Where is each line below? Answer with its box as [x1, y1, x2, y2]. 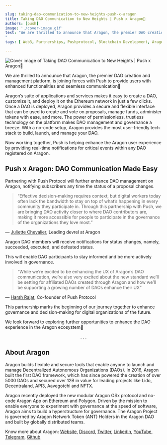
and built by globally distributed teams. [5, 419, 85, 425]
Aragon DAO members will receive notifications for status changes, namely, [5, 238, 160, 244]
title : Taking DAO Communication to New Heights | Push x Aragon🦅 [5, 16, 146, 21]
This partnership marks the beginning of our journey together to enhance [5, 304, 155, 310]
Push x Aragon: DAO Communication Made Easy [5, 165, 158, 173]
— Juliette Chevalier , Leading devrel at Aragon [5, 229, 100, 235]
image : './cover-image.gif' [5, 25, 64, 30]
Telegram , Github [5, 434, 41, 440]
